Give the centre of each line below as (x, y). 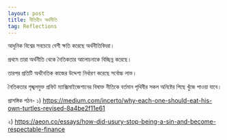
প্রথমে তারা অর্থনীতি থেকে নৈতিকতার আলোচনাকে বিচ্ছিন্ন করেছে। (70, 60)
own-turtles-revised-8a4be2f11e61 (56, 108)
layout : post (26, 13)
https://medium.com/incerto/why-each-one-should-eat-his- (128, 101)
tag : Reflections (32, 26)
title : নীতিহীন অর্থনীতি (32, 20)
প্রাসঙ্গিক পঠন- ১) (25, 101)
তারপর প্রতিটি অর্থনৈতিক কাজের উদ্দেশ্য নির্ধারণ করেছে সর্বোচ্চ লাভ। (72, 73)
